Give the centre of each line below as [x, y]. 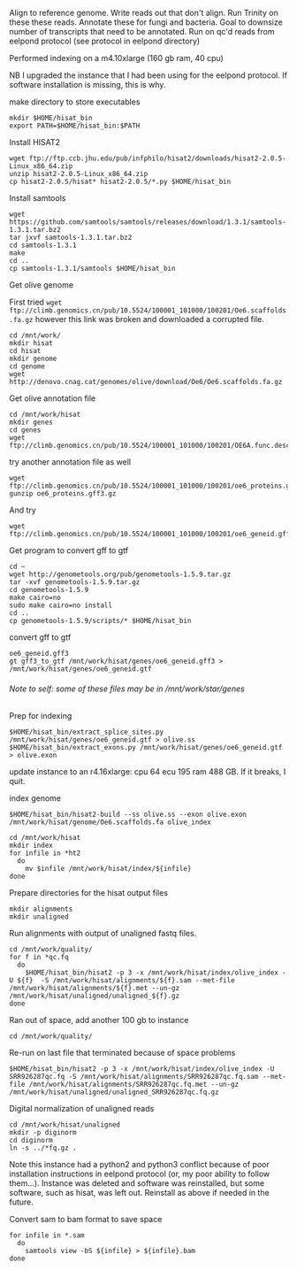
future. [21, 1202]
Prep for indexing [41, 716]
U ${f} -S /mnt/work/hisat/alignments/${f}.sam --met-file [122, 981]
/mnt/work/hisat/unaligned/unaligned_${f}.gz [94, 996]
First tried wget [36, 302]
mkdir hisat [31, 343]
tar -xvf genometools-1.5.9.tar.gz [75, 582]
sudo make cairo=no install [61, 605]
